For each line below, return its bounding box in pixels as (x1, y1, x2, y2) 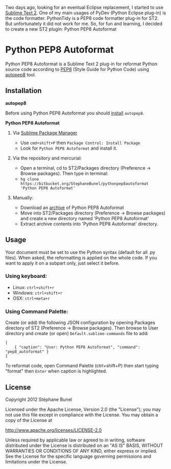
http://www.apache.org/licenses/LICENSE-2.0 (5, 427, 102, 433)
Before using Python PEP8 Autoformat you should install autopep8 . (5, 110, 144, 116)
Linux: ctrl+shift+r (12, 284, 55, 290)
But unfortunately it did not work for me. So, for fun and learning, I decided (5, 20, 162, 27)
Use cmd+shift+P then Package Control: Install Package (20, 139, 140, 146)
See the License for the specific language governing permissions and (5, 453, 152, 459)
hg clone (20, 176, 39, 182)
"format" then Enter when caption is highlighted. (5, 368, 107, 374)
